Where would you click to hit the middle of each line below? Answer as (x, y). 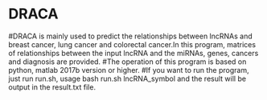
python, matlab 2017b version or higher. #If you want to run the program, (129, 70)
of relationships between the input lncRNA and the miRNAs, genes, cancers (133, 53)
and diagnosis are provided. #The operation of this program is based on (127, 62)
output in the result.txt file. (52, 87)
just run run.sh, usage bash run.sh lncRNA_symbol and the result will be (127, 78)
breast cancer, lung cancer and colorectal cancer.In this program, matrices (132, 44)
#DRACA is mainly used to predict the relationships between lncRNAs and (131, 36)
